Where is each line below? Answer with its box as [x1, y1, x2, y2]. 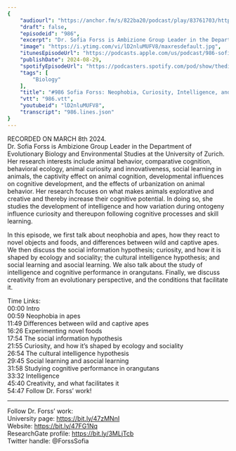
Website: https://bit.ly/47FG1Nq [7, 421, 98, 430]
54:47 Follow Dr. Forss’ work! [7, 386, 92, 395]
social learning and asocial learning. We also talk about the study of [7, 260, 203, 268]
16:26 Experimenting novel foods [7, 326, 103, 335]
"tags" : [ [20, 69, 49, 76]
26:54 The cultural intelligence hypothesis [7, 349, 129, 357]
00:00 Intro [7, 304, 40, 312]
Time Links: [7, 297, 41, 305]
